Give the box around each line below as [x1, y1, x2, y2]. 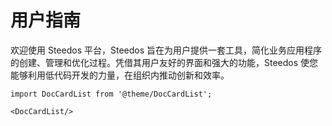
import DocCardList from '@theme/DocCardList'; [10, 89, 213, 99]
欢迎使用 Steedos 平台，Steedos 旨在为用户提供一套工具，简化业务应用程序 [10, 44, 323, 56]
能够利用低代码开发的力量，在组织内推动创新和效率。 [10, 69, 230, 81]
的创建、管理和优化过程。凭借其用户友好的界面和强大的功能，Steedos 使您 [10, 56, 319, 68]
